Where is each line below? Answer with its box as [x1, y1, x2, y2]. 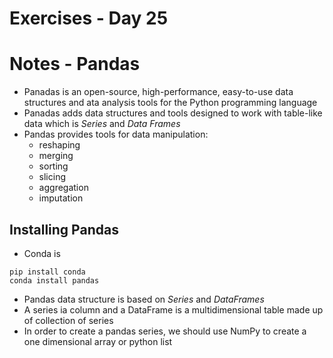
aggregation [38, 182, 89, 194]
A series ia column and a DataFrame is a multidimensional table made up [23, 303, 324, 316]
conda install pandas [9, 275, 100, 286]
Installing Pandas [9, 221, 119, 238]
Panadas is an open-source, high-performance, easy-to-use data [23, 86, 294, 98]
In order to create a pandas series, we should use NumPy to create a [23, 325, 307, 337]
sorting [38, 160, 69, 172]
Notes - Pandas [9, 53, 141, 76]
